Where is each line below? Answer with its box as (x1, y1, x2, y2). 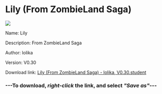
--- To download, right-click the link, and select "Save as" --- (5, 82, 157, 89)
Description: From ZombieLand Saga (5, 40, 82, 46)
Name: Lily (5, 29, 28, 36)
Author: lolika (5, 49, 33, 55)
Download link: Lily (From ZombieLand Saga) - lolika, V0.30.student (5, 69, 146, 75)
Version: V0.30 (5, 59, 37, 66)
